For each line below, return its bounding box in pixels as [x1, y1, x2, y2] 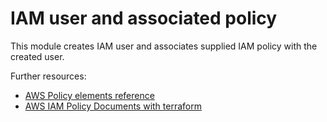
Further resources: [10, 70, 87, 82]
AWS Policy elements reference [24, 89, 155, 101]
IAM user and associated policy [10, 7, 278, 30]
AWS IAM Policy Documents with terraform [24, 100, 202, 112]
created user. [10, 50, 65, 62]
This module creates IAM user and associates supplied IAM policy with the [10, 40, 318, 52]
